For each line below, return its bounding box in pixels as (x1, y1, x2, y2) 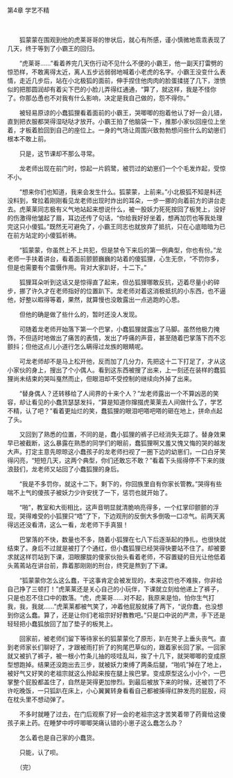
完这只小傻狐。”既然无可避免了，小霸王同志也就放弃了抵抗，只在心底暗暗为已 (7, 222, 226, 231)
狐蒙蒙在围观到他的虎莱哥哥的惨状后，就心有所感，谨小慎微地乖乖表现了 (19, 35, 226, 44)
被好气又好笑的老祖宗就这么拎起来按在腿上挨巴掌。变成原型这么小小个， (7, 670, 214, 677)
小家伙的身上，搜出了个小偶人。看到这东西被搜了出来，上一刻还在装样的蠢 (7, 366, 220, 374)
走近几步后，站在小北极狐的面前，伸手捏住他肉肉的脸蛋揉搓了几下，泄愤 (19, 76, 226, 85)
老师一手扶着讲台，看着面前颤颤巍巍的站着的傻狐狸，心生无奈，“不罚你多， (7, 254, 223, 263)
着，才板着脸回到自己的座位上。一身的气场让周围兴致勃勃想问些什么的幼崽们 (7, 126, 226, 134)
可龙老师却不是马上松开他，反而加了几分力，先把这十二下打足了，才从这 (19, 357, 226, 365)
